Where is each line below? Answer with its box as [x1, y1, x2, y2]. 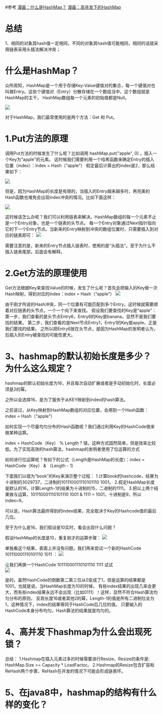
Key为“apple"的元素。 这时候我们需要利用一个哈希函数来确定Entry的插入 [9, 156, 155, 162]
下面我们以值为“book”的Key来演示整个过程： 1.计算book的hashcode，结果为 [5, 473, 159, 479]
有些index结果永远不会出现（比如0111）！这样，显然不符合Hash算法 [18, 589, 154, 595]
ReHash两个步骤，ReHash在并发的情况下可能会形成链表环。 [5, 668, 126, 674]
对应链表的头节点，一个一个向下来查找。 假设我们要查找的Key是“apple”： [9, 307, 157, 313]
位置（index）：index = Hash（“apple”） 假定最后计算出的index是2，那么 [5, 162, 151, 168]
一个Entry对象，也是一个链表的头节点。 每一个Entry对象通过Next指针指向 [9, 220, 157, 226]
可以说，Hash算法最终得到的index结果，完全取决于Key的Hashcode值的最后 [5, 508, 157, 513]
